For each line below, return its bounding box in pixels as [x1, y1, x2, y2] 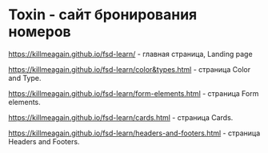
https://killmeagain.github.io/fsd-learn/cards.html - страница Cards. [8, 112, 234, 122]
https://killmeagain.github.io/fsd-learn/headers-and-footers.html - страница [8, 128, 261, 138]
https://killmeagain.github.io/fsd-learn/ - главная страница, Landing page [8, 49, 254, 58]
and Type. [8, 73, 42, 83]
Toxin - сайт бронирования [8, 6, 198, 24]
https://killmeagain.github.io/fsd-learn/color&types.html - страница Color [8, 64, 250, 74]
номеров [8, 22, 71, 41]
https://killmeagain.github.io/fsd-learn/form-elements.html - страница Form [8, 88, 259, 98]
